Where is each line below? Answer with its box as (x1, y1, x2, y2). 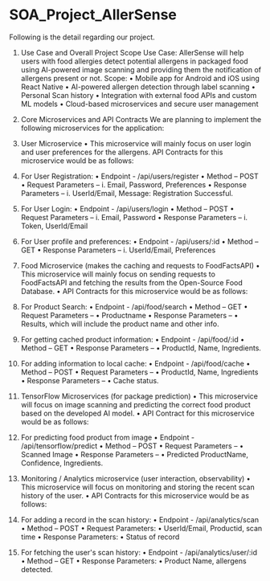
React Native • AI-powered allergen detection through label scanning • (20, 82, 256, 92)
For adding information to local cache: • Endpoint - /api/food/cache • (20, 358, 251, 368)
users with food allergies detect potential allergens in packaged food (20, 56, 248, 66)
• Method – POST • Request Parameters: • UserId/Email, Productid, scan (20, 523, 263, 533)
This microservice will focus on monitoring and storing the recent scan (20, 482, 256, 492)
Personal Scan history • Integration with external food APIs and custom (20, 90, 257, 100)
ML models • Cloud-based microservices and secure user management (20, 99, 259, 108)
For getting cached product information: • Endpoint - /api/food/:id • (20, 334, 245, 344)
